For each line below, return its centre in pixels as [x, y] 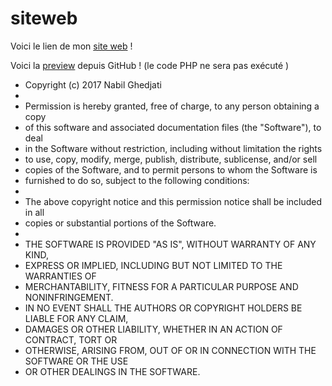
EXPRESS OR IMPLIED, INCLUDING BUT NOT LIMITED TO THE [153, 265]
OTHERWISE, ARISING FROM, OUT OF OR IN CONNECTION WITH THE [170, 350]
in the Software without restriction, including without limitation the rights [173, 148]
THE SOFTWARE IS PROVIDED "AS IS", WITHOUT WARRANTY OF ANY [170, 244]
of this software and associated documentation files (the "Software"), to [173, 127]
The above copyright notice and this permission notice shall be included [173, 201]
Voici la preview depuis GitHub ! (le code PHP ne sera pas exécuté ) [150, 65]
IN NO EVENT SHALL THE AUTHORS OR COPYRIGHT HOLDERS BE [163, 308]
